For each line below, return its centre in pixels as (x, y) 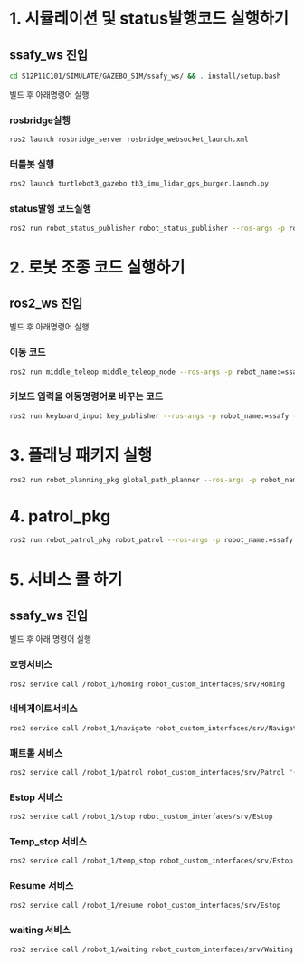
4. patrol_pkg (60, 516)
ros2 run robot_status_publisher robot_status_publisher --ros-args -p (147, 228)
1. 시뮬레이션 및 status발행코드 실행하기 (149, 19)
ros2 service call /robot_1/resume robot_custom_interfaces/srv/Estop (145, 905)
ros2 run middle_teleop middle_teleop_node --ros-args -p (121, 372)
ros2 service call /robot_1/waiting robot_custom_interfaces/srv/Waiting (152, 949)
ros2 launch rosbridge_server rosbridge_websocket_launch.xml (129, 140)
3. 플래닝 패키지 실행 (81, 455)
